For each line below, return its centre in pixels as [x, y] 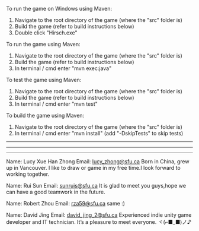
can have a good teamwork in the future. [56, 192]
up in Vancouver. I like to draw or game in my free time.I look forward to [93, 168]
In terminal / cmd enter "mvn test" [56, 104]
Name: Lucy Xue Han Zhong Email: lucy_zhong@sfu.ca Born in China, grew [98, 162]
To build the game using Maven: [45, 115]
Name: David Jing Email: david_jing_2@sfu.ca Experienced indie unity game [99, 215]
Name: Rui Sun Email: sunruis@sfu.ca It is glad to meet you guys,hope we [96, 186]
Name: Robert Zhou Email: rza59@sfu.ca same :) [66, 203]
